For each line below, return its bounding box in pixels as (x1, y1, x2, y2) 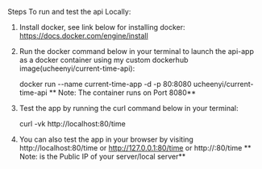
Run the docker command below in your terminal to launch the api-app (19, 47, 255, 56)
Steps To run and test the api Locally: (7, 7, 131, 16)
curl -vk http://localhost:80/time (19, 119, 126, 128)
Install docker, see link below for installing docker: (19, 23, 185, 31)
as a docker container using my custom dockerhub (19, 56, 189, 64)
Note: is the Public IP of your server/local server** (19, 152, 186, 161)
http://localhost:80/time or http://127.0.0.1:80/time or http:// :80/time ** (19, 143, 252, 152)
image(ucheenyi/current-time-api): (19, 64, 135, 73)
